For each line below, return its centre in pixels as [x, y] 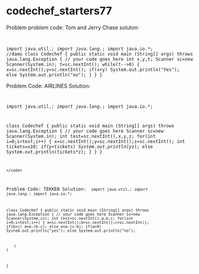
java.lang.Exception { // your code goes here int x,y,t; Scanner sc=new [100, 59]
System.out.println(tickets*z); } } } [54, 152]
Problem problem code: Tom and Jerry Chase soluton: [73, 27]
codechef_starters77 [59, 11]
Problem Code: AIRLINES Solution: [48, 86]
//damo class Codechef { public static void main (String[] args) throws [100, 54]
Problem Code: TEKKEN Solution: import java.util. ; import [77, 189]
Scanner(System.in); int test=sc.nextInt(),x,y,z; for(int [81, 136]
